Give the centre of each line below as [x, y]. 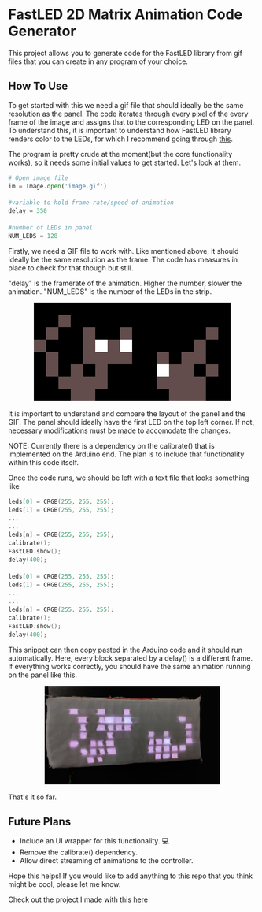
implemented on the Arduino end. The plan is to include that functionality [126, 454]
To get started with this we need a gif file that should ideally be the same [126, 105]
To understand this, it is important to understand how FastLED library [120, 130]
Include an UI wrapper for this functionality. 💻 [94, 841]
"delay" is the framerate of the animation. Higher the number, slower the [125, 283]
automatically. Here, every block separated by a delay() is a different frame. [131, 658]
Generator [42, 31]
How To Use [38, 86]
